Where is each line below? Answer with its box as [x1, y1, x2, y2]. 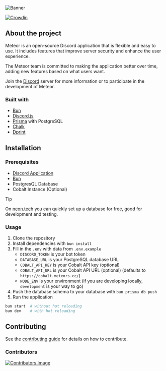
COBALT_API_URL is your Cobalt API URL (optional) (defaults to [20, 267, 146, 273]
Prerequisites [5, 159, 39, 166]
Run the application [12, 294, 53, 300]
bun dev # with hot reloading [5, 308, 75, 314]
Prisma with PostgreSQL [12, 118, 63, 125]
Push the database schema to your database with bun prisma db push [12, 289, 157, 295]
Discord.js [12, 113, 34, 119]
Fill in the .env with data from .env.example [12, 246, 102, 252]
